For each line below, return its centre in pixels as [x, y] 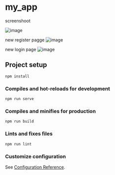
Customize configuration [36, 156]
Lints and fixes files [29, 134]
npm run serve [20, 99]
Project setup [26, 65]
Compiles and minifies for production [50, 111]
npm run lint [18, 144]
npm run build [20, 122]
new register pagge [25, 40]
